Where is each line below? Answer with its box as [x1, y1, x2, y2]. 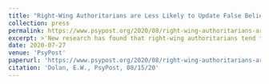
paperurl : [8, 57, 42, 65]
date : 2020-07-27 [8, 42, 66, 50]
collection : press [8, 19, 70, 27]
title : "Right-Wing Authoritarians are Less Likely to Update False [8, 11, 242, 20]
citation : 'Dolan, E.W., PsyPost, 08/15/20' [8, 64, 159, 72]
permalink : [8, 26, 45, 34]
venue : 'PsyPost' [8, 49, 66, 57]
